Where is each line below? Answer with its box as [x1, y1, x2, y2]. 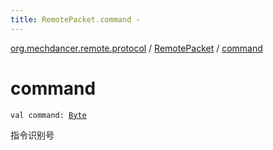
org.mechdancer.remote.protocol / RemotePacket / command [10, 42, 263, 54]
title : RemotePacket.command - [10, 14, 141, 25]
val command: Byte [10, 110, 87, 120]
